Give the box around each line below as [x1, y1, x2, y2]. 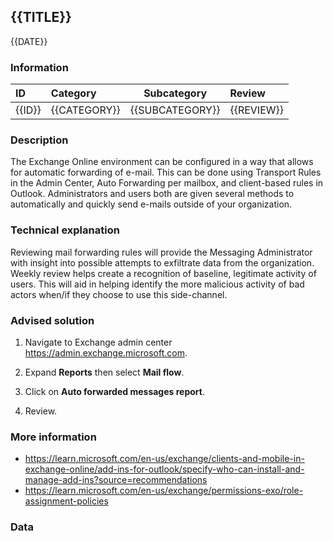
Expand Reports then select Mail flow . [24, 366, 185, 378]
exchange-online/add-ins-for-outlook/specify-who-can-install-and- [24, 463, 305, 475]
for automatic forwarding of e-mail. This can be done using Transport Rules [10, 166, 322, 179]
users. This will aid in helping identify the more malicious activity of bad [10, 278, 305, 290]
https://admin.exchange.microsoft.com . [24, 347, 188, 359]
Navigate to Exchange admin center [24, 336, 173, 348]
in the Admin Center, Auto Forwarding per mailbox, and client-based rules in [10, 177, 324, 189]
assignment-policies [24, 495, 109, 507]
